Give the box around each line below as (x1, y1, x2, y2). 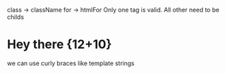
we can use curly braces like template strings (7, 59, 135, 67)
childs (7, 13, 25, 21)
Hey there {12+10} (7, 37, 112, 52)
